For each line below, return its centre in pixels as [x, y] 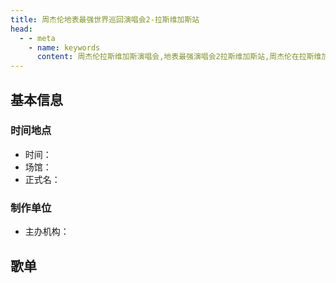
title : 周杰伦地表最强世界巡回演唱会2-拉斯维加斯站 [105, 19]
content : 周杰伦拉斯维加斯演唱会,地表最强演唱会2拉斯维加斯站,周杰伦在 [168, 57]
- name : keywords [64, 47]
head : [21, 29]
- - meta [37, 38]
